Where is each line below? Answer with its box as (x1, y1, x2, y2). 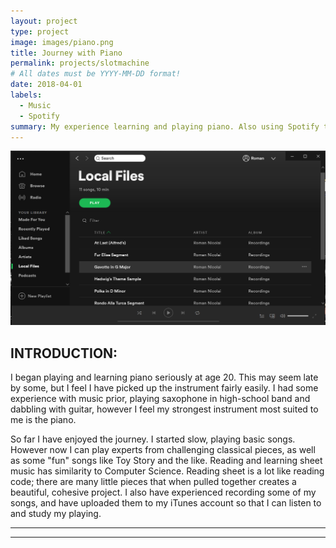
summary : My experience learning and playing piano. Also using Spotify (10, 121, 320, 132)
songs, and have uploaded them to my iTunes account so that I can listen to (10, 497, 322, 509)
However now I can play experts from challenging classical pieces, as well (10, 444, 316, 456)
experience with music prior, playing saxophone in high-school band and (10, 393, 311, 405)
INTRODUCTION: (10, 345, 118, 362)
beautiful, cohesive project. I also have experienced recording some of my (10, 486, 317, 499)
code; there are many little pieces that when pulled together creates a (10, 476, 297, 488)
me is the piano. (10, 414, 77, 426)
